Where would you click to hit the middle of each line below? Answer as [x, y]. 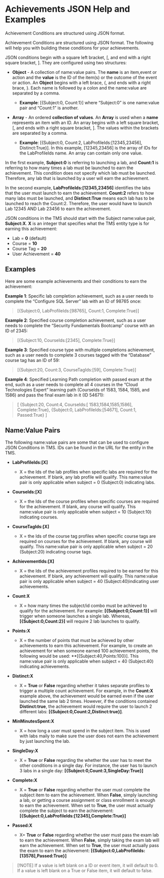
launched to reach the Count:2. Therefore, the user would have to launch [79, 203]
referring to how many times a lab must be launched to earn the [69, 168]
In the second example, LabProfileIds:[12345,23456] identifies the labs [78, 187]
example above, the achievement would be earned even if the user [87, 696]
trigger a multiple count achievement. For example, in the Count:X [86, 691]
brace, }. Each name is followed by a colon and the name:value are [79, 88]
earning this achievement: [31, 228]
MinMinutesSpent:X [33, 721]
